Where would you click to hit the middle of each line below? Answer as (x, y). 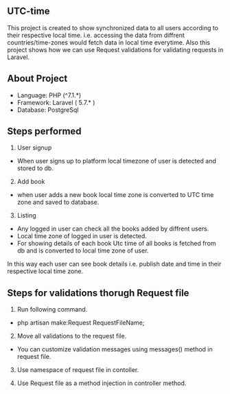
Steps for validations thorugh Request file (98, 293)
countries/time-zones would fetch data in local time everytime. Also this (109, 42)
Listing (26, 216)
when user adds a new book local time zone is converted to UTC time (115, 195)
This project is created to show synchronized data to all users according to (113, 27)
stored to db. (35, 168)
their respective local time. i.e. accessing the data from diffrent (96, 35)
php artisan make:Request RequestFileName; (81, 323)
